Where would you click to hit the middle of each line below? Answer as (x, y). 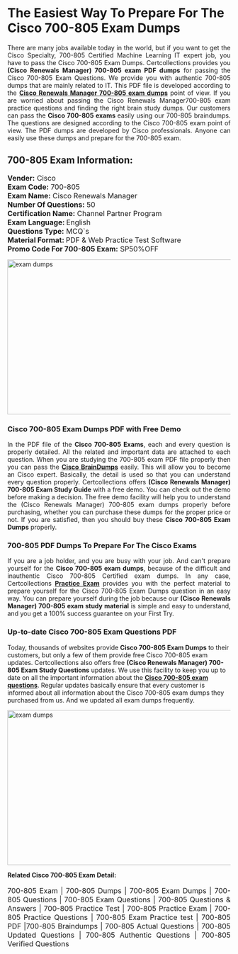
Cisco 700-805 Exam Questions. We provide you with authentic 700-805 (119, 78)
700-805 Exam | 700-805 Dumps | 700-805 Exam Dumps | (110, 890)
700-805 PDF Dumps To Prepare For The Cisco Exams (102, 545)
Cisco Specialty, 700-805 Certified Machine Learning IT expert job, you (119, 55)
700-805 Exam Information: (70, 160)
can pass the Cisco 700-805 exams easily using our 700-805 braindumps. (119, 115)
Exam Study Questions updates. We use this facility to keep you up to (124, 670)
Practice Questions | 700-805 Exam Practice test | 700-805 (127, 917)
